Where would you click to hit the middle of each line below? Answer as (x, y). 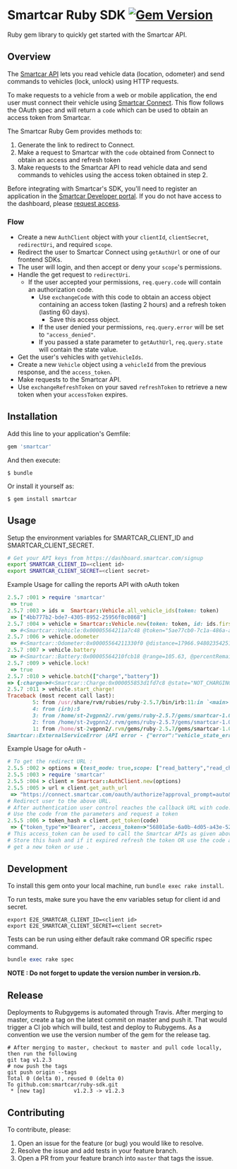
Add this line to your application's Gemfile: (69, 433)
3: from (44, 715)
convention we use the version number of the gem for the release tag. (109, 1035)
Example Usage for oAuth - (47, 749)
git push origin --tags (42, 1072)
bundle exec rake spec (41, 959)
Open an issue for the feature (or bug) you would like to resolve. (110, 1143)
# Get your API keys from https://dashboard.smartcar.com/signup (105, 558)
